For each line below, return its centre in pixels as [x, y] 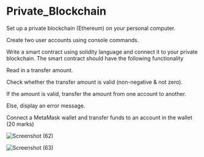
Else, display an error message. [46, 106]
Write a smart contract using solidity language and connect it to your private [102, 52]
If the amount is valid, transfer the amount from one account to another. [96, 93]
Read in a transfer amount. [40, 70]
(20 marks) [20, 124]
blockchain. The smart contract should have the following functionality [95, 58]
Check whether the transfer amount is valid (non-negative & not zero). [95, 82]
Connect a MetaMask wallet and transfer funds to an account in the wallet [99, 117]
